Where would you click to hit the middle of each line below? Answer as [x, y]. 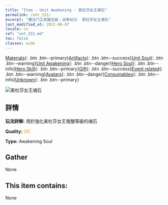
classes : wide [20, 43]
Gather [17, 157]
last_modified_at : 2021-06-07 [37, 24]
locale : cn [17, 29]
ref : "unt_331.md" [25, 34]
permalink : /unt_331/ [28, 15]
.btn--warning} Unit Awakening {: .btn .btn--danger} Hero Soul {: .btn [75, 63]
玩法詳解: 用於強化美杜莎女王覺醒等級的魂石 [51, 121]
